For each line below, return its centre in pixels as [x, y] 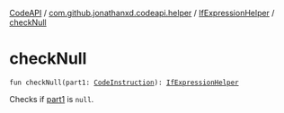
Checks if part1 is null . [52, 99]
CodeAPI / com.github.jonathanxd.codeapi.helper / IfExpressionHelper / [142, 13]
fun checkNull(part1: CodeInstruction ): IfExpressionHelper [124, 83]
